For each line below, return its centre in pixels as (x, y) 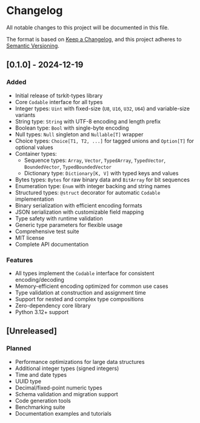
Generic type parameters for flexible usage (69, 225)
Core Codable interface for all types (59, 102)
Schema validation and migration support (66, 394)
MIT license (29, 237)
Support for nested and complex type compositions (79, 299)
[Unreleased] (32, 331)
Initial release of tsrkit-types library (59, 96)
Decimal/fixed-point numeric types (58, 388)
